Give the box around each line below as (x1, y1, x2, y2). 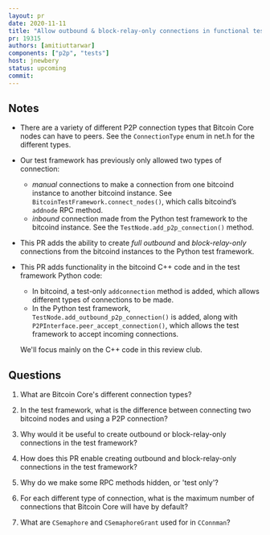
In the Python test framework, (31, 304, 131, 313)
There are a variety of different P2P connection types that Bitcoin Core (19, 122, 255, 133)
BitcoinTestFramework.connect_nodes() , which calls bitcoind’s (31, 197, 237, 206)
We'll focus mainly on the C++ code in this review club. (19, 345, 202, 355)
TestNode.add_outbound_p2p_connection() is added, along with (31, 312, 239, 322)
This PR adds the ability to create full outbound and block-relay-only (19, 238, 247, 248)
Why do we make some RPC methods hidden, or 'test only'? (19, 478, 219, 487)
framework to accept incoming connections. (31, 330, 179, 339)
